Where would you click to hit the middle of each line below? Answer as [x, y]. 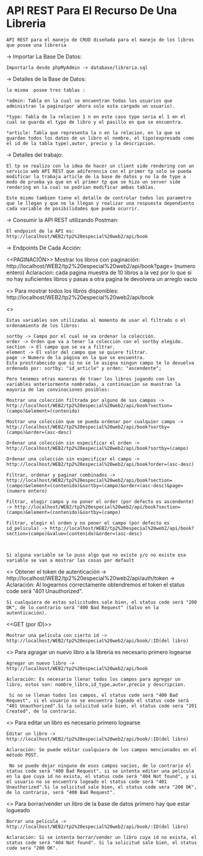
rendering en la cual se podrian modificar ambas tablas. [81, 187]
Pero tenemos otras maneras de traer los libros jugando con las [91, 379]
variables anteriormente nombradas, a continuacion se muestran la [94, 384]
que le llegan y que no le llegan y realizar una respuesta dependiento [100, 203]
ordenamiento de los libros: [43, 326]
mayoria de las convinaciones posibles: [58, 390]
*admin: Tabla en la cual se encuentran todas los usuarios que [89, 101]
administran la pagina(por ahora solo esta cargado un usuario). [91, 106]
